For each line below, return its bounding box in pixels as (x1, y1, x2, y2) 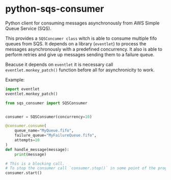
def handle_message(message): (5, 147, 70, 152)
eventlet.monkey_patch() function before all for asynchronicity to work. (5, 67, 155, 73)
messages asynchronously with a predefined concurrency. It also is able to (5, 46, 163, 52)
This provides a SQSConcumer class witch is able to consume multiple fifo (5, 35, 157, 41)
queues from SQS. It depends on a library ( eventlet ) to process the (5, 40, 147, 46)
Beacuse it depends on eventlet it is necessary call (5, 61, 113, 67)
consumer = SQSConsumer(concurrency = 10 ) (5, 114, 93, 119)
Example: (5, 76, 25, 83)
